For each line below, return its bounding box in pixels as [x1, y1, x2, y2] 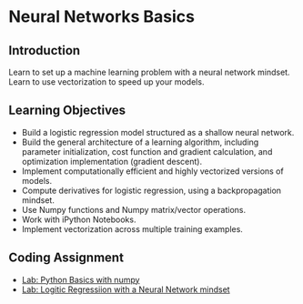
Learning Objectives [8, 103, 126, 118]
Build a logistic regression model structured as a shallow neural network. [21, 127, 295, 137]
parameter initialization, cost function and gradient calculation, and [21, 146, 273, 157]
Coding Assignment [8, 250, 125, 266]
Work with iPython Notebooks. [21, 214, 136, 225]
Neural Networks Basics [8, 6, 195, 27]
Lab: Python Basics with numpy [21, 274, 140, 285]
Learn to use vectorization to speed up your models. [8, 76, 205, 87]
